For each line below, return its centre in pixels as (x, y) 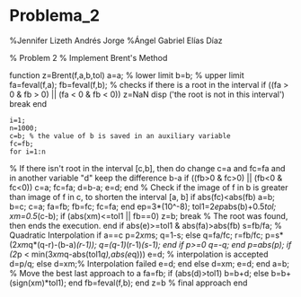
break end (28, 103)
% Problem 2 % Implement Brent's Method (89, 57)
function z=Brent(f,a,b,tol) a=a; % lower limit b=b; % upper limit (127, 75)
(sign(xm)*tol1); (38, 283)
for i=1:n (28, 152)
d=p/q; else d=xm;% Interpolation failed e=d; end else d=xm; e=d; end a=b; (150, 263)
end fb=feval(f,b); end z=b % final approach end (158, 283)
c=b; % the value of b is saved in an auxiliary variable (120, 135)
